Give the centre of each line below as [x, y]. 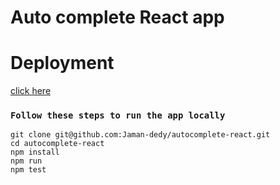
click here [31, 91]
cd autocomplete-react [57, 144]
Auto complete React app [117, 17]
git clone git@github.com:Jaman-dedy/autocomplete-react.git [140, 135]
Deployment [62, 63]
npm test [28, 170]
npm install [35, 152]
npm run [26, 161]
